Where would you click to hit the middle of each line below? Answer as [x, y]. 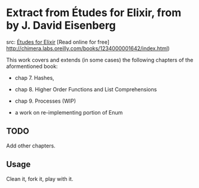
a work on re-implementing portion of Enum [69, 112]
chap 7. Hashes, [35, 78]
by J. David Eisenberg [61, 25]
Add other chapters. [31, 146]
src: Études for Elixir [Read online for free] [58, 42]
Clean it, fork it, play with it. [40, 178]
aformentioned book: [32, 66]
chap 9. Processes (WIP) [45, 101]
